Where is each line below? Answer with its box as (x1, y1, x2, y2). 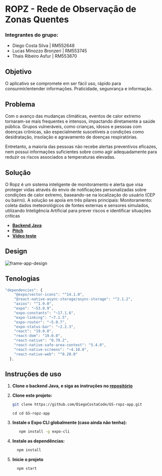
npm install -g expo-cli (19, 429, 70, 434)
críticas (5, 213, 21, 219)
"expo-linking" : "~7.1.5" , (14, 315, 69, 320)
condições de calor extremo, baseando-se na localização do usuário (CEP (5, 192, 156, 198)
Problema (5, 100, 35, 108)
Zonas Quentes (5, 14, 69, 25)
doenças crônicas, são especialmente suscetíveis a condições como (5, 129, 144, 135)
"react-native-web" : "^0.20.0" (14, 351, 78, 357)
